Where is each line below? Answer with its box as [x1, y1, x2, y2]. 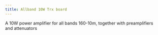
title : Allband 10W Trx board [5, 7, 67, 12]
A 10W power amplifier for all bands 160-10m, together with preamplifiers [5, 20, 154, 26]
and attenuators [5, 25, 37, 31]
